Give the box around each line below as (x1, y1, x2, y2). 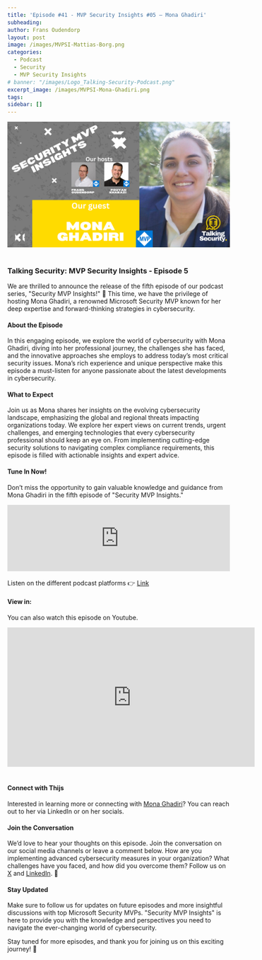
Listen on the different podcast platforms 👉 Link (7, 578, 150, 587)
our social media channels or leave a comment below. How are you (7, 847, 203, 855)
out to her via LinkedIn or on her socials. (7, 807, 125, 816)
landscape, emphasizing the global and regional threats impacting (7, 413, 199, 422)
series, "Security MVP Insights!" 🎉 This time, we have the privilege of (7, 289, 208, 297)
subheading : (7, 18, 42, 26)
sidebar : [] (7, 101, 42, 108)
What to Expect (7, 390, 54, 399)
